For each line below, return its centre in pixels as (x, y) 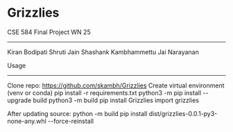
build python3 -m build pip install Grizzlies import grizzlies (116, 100)
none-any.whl (27, 121)
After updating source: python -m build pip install (77, 113)
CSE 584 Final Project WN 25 (49, 32)
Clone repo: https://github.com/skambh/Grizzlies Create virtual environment (116, 85)
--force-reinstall (71, 121)
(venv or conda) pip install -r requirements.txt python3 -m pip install (104, 92)
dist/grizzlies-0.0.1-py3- (183, 113)
